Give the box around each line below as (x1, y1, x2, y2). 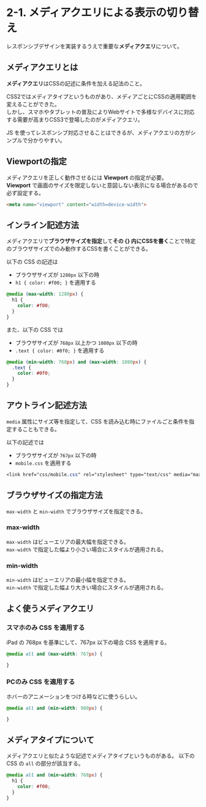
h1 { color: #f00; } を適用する (15, 279, 96, 286)
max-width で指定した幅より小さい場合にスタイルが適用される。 (6, 545, 167, 553)
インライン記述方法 (6, 219, 79, 230)
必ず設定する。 (6, 189, 44, 197)
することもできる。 (11, 425, 60, 433)
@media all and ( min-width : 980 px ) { (6, 705, 103, 711)
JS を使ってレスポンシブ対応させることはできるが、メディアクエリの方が (6, 128, 191, 136)
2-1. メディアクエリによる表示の (6, 6, 167, 20)
